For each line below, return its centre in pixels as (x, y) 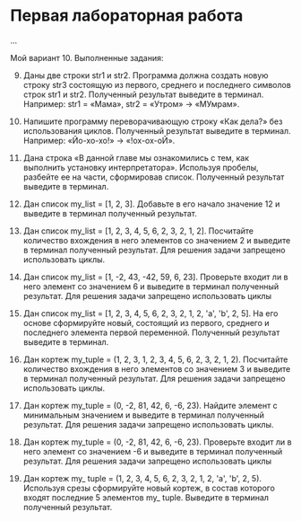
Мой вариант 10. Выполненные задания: (87, 57)
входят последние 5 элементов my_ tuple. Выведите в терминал (146, 497)
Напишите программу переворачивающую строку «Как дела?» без (153, 121)
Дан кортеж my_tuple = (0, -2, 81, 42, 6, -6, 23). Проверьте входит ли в (157, 442)
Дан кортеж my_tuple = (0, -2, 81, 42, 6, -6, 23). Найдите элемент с (150, 405)
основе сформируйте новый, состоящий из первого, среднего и (146, 322)
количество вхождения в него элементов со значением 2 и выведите (157, 240)
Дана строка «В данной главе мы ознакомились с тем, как (136, 157)
